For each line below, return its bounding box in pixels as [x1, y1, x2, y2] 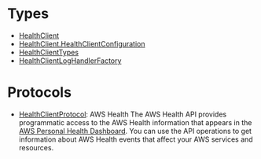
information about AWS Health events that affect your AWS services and [18, 135, 253, 144]
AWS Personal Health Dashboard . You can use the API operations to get [18, 126, 252, 135]
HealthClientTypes [18, 47, 79, 57]
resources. [18, 142, 54, 152]
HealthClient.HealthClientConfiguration [18, 39, 146, 48]
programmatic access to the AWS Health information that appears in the [18, 117, 252, 127]
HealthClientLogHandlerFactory [18, 56, 122, 65]
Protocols [7, 83, 72, 102]
